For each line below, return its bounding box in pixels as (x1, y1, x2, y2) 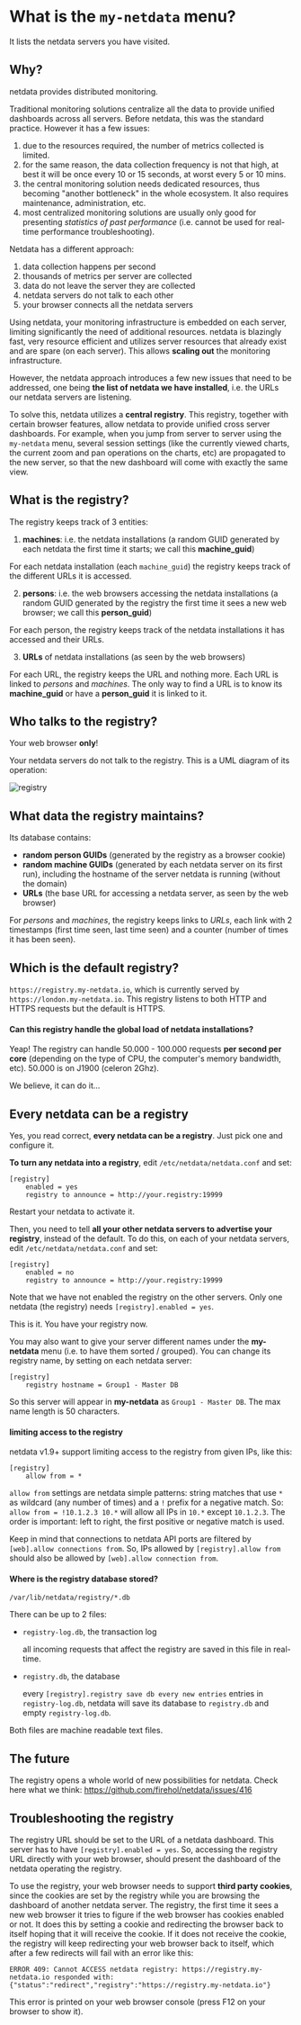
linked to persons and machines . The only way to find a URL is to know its (9, 678, 283, 689)
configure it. (9, 1140, 55, 1151)
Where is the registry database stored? (9, 1573, 159, 1584)
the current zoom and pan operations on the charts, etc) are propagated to (9, 447, 286, 458)
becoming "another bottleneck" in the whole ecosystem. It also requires (22, 187, 289, 199)
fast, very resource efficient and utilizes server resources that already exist (9, 336, 288, 346)
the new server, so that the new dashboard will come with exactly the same (9, 456, 288, 467)
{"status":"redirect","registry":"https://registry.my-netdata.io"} (9, 1981, 271, 1990)
